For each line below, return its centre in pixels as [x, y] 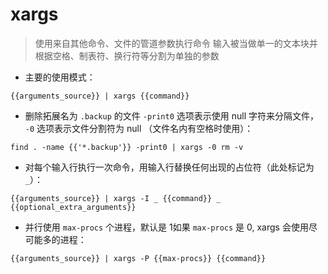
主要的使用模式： [60, 77]
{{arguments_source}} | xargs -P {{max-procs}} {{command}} [138, 258]
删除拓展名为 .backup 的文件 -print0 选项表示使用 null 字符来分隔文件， [172, 115]
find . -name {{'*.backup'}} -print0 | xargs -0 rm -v [127, 147]
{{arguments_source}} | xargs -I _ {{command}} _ [116, 198]
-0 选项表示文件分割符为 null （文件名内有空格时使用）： [139, 128]
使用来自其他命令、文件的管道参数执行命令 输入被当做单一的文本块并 [176, 43]
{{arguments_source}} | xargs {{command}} [100, 96]
